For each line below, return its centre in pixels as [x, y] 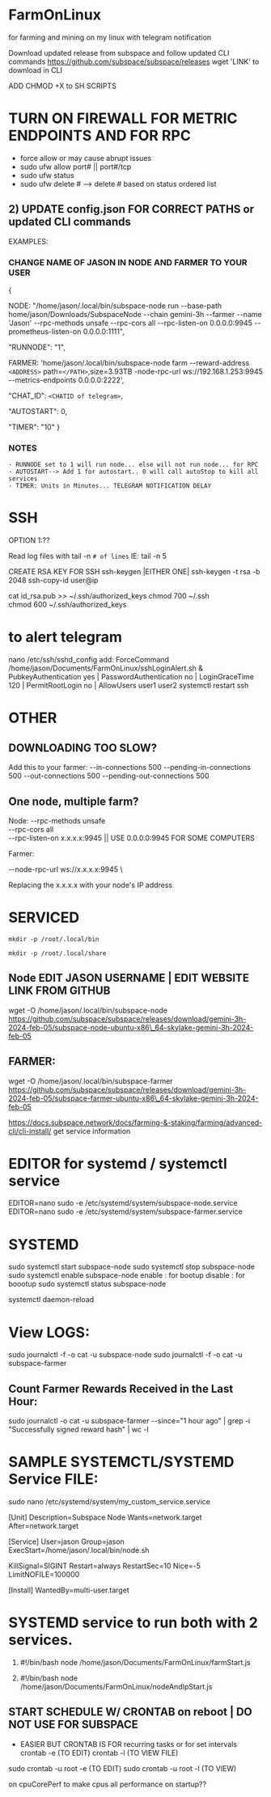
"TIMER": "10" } [34, 427]
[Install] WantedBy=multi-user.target [69, 1590]
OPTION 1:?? [29, 540]
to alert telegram [66, 637]
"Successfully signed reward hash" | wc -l [78, 1430]
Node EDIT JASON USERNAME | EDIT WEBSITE [129, 978]
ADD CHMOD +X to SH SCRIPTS [63, 86]
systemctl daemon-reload [51, 1300]
